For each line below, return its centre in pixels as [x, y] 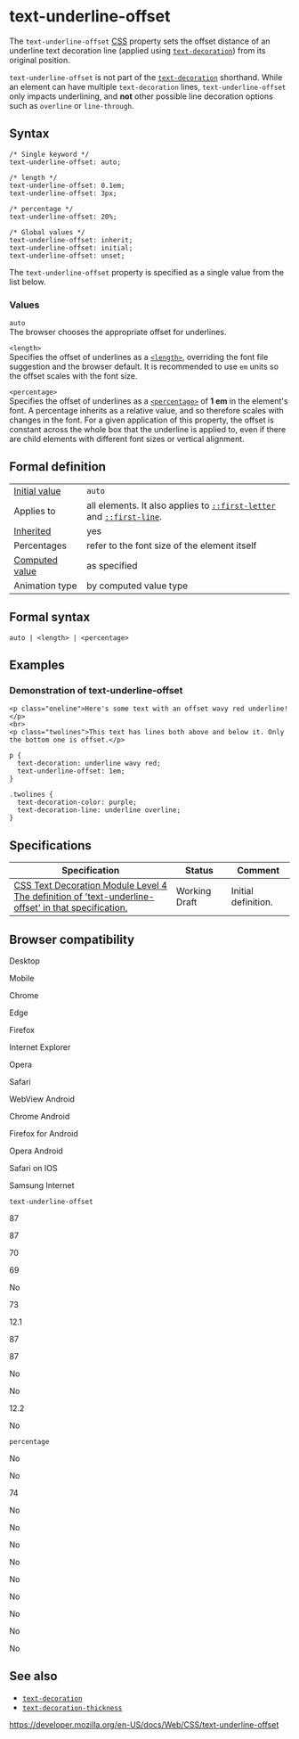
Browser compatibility [72, 939]
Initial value [37, 490]
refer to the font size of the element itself [171, 545]
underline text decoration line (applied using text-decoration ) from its [137, 50]
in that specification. [85, 908]
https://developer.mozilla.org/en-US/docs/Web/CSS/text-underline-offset [144, 1724]
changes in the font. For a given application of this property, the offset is [141, 420]
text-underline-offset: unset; [67, 256]
